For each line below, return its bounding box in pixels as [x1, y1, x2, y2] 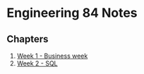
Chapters [6, 33, 49, 45]
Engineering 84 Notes [6, 5, 138, 21]
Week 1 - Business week [16, 51, 88, 60]
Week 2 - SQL [16, 59, 58, 68]
